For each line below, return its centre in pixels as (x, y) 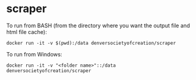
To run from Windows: (34, 54)
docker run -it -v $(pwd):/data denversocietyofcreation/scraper (91, 43)
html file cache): (27, 32)
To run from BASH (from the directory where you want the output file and (98, 25)
